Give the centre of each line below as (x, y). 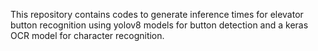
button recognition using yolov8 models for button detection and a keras (159, 25)
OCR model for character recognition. (87, 35)
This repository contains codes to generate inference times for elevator (157, 14)
